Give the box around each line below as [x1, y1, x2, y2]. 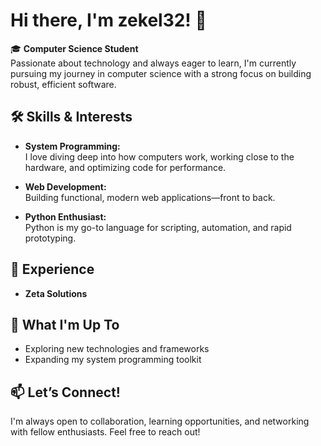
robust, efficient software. [10, 78, 117, 90]
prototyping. [24, 232, 77, 244]
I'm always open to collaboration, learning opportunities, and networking [10, 415, 310, 428]
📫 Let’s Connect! [10, 384, 121, 401]
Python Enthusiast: [24, 210, 107, 223]
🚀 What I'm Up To [10, 316, 120, 333]
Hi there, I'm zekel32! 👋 [10, 9, 207, 32]
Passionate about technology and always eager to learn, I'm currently [10, 57, 297, 69]
